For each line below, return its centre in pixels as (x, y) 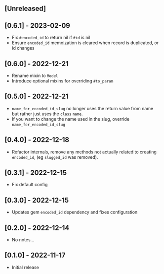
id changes (23, 48)
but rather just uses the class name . (47, 114)
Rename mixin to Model (35, 76)
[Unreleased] (25, 9)
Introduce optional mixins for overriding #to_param (62, 81)
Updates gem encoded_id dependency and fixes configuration (75, 212)
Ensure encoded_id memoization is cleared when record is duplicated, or (85, 43)
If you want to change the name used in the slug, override (70, 119)
